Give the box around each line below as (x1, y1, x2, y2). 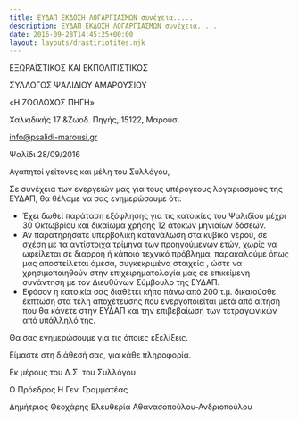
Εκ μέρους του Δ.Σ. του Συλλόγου (9, 367, 137, 378)
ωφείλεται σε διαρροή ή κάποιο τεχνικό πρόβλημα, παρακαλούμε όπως (21, 248, 290, 259)
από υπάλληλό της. (21, 315, 96, 326)
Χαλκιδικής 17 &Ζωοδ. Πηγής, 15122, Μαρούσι (9, 114, 180, 125)
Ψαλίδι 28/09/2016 (9, 149, 80, 160)
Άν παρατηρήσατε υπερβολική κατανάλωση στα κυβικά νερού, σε (21, 230, 268, 240)
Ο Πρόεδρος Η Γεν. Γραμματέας (9, 384, 128, 395)
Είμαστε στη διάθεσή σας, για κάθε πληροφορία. (9, 349, 192, 360)
